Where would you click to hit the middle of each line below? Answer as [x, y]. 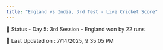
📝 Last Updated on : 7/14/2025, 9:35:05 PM [60, 40]
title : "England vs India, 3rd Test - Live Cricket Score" [82, 12]
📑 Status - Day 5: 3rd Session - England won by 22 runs [75, 29]
